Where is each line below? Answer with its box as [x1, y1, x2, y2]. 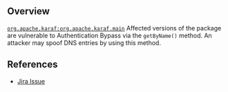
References [7, 59, 58, 71]
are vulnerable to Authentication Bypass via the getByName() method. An [7, 31, 212, 39]
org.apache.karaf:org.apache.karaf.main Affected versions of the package [7, 24, 222, 32]
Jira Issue [17, 77, 46, 85]
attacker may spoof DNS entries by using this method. [7, 38, 161, 47]
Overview [7, 6, 50, 17]
